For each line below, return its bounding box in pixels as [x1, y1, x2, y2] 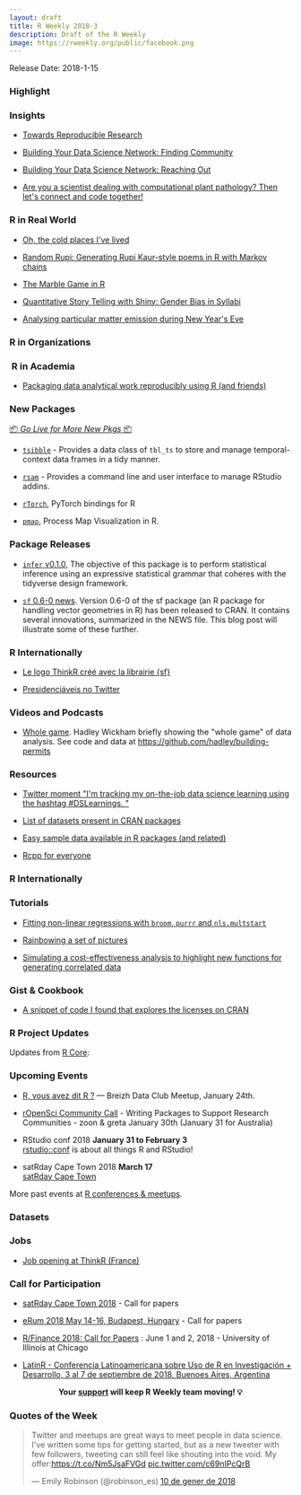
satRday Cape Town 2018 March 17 [21, 1161, 153, 1172]
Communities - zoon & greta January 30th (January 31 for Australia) [21, 1117, 273, 1128]
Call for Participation [9, 1277, 101, 1289]
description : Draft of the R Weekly [9, 30, 146, 39]
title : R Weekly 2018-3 [9, 22, 99, 31]
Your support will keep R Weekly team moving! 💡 [57, 1386, 244, 1397]
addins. [21, 481, 50, 492]
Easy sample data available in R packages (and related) [21, 832, 227, 844]
